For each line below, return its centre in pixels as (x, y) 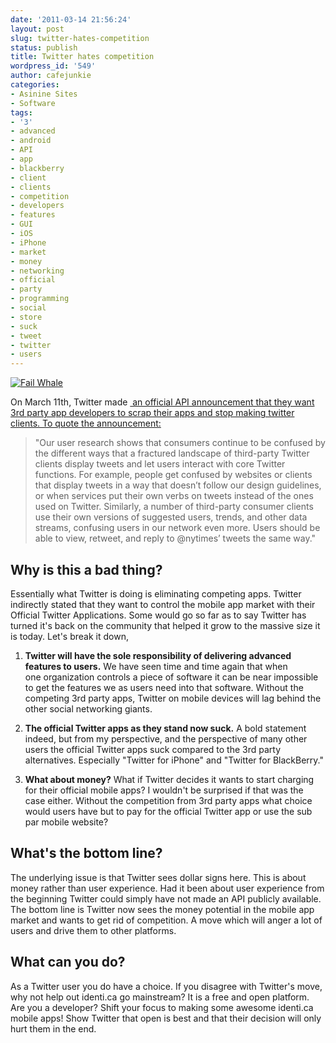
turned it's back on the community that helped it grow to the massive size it (165, 625)
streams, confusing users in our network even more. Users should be (177, 528)
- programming (40, 299)
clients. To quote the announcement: (86, 423)
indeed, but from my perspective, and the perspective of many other (166, 738)
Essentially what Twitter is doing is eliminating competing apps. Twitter (156, 593)
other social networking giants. (88, 708)
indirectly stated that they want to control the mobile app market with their (163, 604)
